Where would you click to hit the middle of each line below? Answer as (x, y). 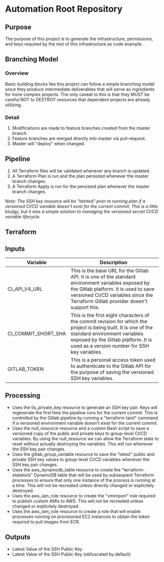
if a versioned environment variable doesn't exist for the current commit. (85, 423)
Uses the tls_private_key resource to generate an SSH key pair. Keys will (85, 407)
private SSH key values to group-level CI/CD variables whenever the (81, 459)
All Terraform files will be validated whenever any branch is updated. (81, 171)
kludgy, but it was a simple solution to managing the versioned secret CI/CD (82, 211)
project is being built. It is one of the (112, 327)
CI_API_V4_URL (25, 289)
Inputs (15, 249)
